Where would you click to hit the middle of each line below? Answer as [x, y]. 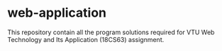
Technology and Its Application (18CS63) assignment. [86, 39]
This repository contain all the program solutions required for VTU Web [111, 32]
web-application [57, 13]
